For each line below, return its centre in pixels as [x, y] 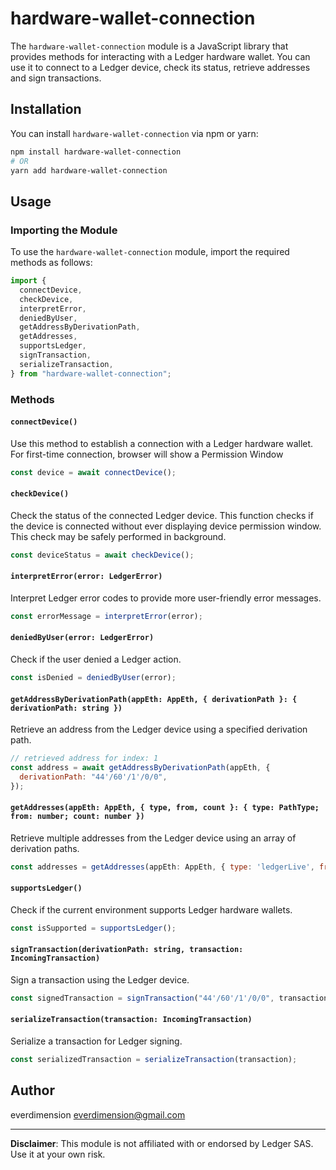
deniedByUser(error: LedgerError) [82, 638]
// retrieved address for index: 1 [84, 758]
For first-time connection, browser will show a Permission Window [147, 454]
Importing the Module [64, 230]
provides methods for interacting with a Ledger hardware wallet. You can [160, 56]
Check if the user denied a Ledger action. [96, 659]
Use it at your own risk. [58, 1154]
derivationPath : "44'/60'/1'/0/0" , [93, 777]
